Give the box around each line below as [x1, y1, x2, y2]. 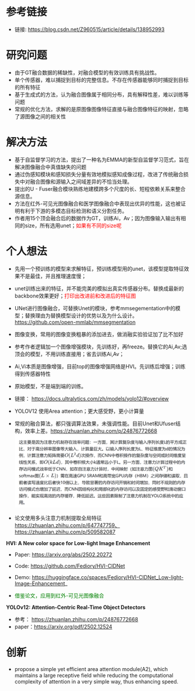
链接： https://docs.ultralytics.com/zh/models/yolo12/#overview [14, 395, 169, 402]
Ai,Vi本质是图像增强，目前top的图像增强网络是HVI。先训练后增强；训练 [14, 362, 186, 370]
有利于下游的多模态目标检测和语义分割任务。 [19, 207, 127, 214]
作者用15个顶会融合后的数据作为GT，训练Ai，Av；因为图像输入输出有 [14, 214, 181, 221]
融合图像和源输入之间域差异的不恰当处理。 [30, 178, 133, 185]
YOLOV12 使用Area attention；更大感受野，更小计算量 [14, 408, 144, 415]
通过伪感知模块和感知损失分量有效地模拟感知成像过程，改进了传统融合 [14, 170, 184, 177]
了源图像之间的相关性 [14, 112, 66, 120]
